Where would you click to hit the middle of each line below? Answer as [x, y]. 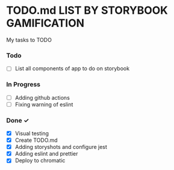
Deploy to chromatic [40, 160]
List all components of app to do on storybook [72, 68]
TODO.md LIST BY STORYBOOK [87, 11]
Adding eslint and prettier [46, 154]
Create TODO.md [36, 140]
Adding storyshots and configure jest [61, 147]
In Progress [23, 85]
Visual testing [32, 133]
